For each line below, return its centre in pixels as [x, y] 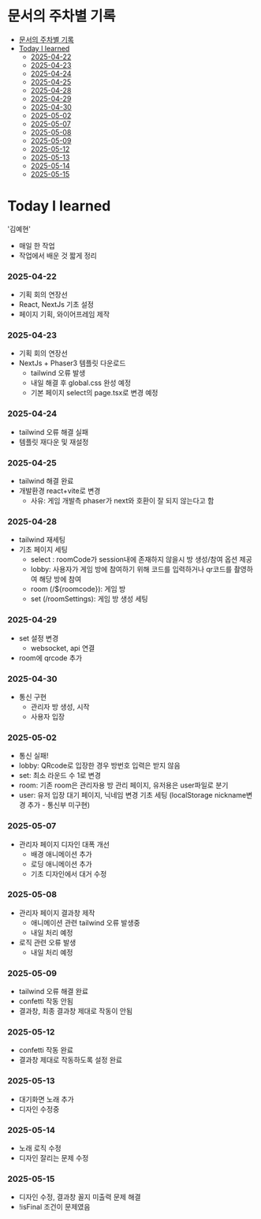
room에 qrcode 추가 [50, 658]
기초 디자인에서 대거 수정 [69, 873]
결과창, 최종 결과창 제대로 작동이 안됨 [76, 1011]
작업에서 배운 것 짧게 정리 [58, 255]
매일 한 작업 [37, 245]
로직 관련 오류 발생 [47, 942]
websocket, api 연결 [63, 648]
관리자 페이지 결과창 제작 [57, 913]
